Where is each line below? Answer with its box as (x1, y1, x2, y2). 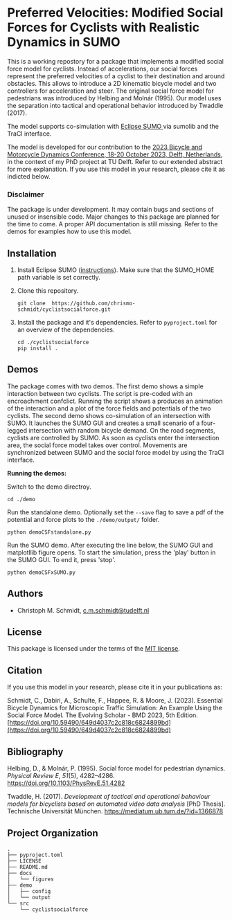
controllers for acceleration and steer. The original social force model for (7, 87, 214, 95)
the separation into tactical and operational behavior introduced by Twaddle (7, 101, 224, 109)
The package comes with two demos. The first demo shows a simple (7, 382, 204, 390)
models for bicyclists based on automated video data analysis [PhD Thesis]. (7, 800, 226, 808)
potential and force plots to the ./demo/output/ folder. (7, 515, 160, 523)
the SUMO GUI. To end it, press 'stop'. (7, 555, 116, 563)
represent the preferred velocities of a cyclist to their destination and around (7, 71, 225, 80)
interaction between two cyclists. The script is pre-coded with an (7, 389, 193, 397)
